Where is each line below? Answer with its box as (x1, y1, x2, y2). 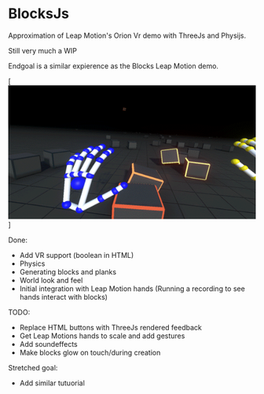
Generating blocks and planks (19, 267, 116, 277)
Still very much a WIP (8, 46, 77, 55)
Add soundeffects (19, 340, 79, 349)
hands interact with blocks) (19, 293, 108, 302)
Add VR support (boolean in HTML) (19, 251, 134, 260)
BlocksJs (8, 5, 69, 23)
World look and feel (19, 276, 83, 285)
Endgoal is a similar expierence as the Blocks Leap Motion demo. (8, 61, 218, 71)
